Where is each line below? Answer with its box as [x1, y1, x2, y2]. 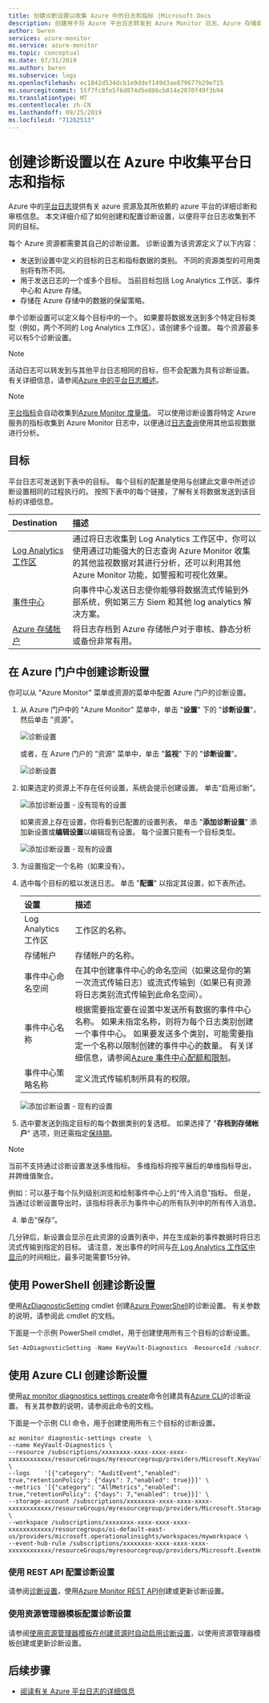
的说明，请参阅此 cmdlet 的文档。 [8, 1311, 119, 1320]
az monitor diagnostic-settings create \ [8, 1433, 152, 1442]
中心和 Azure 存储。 [19, 286, 86, 295]
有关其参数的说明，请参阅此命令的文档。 [23, 1401, 158, 1410]
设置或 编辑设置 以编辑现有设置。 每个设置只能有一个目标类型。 [34, 827, 240, 837]
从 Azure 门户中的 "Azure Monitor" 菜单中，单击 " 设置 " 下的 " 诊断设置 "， [19, 705, 260, 715]
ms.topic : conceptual [8, 49, 81, 57]
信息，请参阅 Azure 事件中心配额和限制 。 [82, 1052, 236, 1064]
